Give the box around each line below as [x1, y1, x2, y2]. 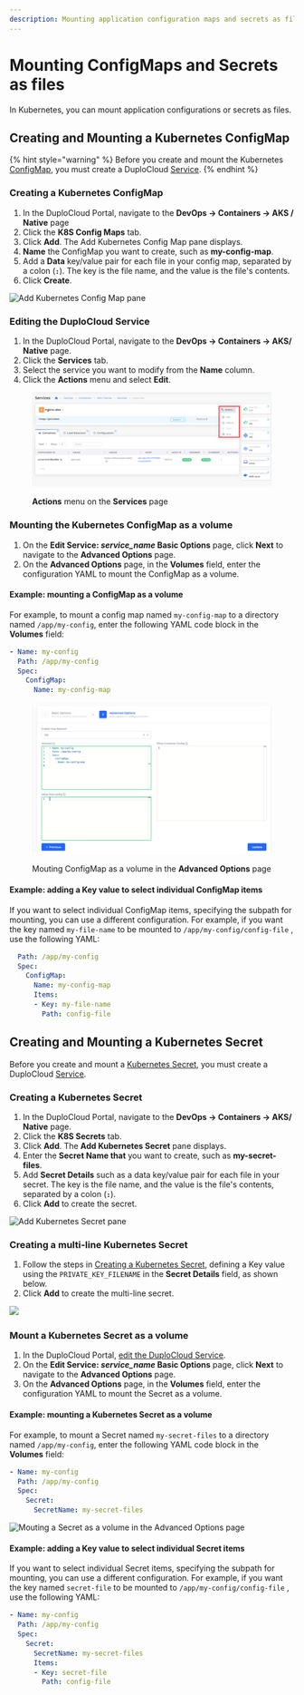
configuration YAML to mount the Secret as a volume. [22, 1388, 223, 1399]
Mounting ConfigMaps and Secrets [9, 54, 279, 75]
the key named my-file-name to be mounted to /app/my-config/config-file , [9, 923, 294, 934]
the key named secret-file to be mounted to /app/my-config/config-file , [9, 1583, 290, 1593]
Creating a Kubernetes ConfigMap [9, 187, 164, 200]
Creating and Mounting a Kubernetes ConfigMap [9, 130, 290, 145]
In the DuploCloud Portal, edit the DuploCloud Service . [22, 1349, 226, 1360]
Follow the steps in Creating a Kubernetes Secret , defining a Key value [22, 1259, 285, 1270]
